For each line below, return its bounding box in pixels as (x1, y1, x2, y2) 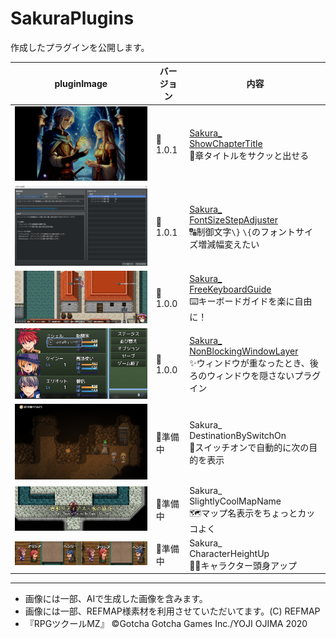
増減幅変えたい (198, 238, 260, 250)
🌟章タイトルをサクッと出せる (189, 149, 310, 161)
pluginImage (54, 77, 108, 89)
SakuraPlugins (10, 7, 135, 30)
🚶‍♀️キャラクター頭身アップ (189, 559, 297, 571)
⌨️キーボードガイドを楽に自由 (189, 295, 313, 307)
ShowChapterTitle (189, 137, 263, 149)
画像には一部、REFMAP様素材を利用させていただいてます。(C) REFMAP (24, 605, 321, 617)
